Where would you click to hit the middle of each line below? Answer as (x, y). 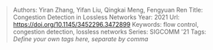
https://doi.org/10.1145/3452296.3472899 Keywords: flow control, (106, 24)
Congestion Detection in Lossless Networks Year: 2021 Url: (96, 17)
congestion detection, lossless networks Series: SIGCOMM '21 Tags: (110, 32)
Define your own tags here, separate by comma (80, 39)
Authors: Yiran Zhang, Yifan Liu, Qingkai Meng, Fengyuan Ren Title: (108, 10)
